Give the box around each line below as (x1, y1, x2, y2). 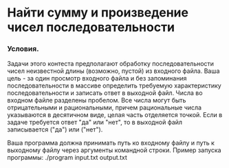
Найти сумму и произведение (7, 5, 189, 21)
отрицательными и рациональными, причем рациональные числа (7, 103, 201, 112)
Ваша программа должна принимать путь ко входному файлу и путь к (7, 139, 215, 147)
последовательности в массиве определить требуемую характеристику (7, 81, 221, 90)
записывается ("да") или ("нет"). (7, 125, 103, 134)
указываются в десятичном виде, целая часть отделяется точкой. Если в (7, 111, 223, 119)
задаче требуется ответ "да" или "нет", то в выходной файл (7, 118, 183, 127)
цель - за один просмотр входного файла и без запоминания (7, 74, 187, 83)
